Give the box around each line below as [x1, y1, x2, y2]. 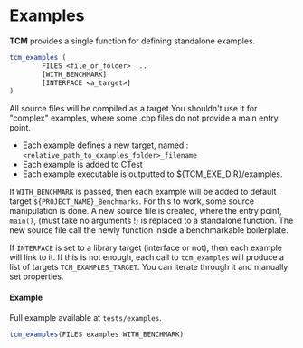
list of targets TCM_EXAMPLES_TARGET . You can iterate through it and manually [9, 262, 289, 273]
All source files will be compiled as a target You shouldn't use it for [9, 103, 258, 114]
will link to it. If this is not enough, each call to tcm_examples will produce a [9, 252, 285, 263]
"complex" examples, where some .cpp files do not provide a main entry [9, 112, 279, 123]
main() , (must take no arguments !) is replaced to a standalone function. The [9, 215, 294, 227]
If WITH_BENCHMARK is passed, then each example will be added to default [9, 187, 277, 198]
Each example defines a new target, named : [22, 140, 189, 150]
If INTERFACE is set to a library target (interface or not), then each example [9, 242, 283, 254]
